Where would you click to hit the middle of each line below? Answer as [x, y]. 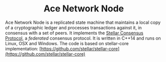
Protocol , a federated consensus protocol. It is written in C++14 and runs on [83, 38]
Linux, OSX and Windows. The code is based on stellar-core [67, 43]
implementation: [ [23, 49]
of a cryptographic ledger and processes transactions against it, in [74, 27]
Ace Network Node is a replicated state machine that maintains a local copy [83, 22]
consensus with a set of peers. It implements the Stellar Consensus [74, 33]
